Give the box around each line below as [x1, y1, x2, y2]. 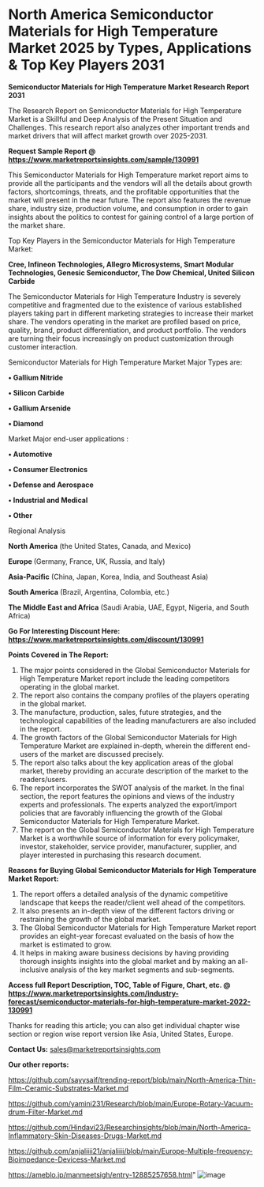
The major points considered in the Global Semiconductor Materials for [19, 665, 251, 675]
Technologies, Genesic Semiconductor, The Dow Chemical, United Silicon [8, 267, 255, 278]
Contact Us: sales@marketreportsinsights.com [8, 1044, 162, 1053]
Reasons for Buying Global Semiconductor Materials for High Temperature [8, 865, 257, 875]
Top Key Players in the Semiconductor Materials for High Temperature [8, 236, 236, 245]
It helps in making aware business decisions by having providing [19, 947, 229, 958]
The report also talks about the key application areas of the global [19, 758, 234, 767]
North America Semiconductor [8, 6, 214, 24]
